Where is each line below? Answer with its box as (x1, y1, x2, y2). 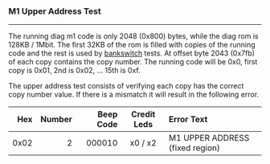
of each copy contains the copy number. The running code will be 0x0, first (8, 57, 258, 67)
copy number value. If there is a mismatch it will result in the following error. (8, 90, 260, 100)
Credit (131, 109, 156, 120)
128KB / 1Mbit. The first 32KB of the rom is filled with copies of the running (8, 40, 256, 50)
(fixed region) (168, 142, 221, 154)
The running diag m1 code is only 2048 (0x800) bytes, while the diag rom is (8, 31, 259, 41)
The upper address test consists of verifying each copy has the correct (8, 81, 244, 91)
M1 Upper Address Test (8, 6, 102, 17)
